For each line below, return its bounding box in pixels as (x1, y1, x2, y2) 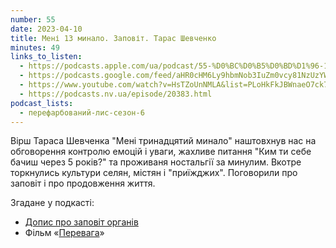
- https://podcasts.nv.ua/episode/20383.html (19, 89, 213, 99)
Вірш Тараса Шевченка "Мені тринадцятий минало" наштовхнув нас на (10, 135, 317, 147)
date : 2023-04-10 (10, 24, 83, 34)
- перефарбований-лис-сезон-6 (19, 107, 145, 118)
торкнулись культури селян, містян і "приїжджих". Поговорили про (10, 167, 298, 179)
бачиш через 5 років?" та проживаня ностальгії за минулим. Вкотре (10, 156, 302, 168)
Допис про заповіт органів (24, 216, 139, 228)
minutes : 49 (10, 42, 60, 53)
